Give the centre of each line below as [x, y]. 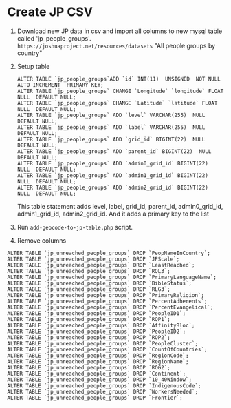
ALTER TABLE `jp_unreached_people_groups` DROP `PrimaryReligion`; [106, 295]
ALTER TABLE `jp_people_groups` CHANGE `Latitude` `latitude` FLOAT [117, 103]
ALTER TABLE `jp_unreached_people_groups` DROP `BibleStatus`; [100, 283]
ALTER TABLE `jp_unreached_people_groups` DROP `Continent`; [97, 374]
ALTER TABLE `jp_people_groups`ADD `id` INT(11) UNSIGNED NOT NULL [119, 79]
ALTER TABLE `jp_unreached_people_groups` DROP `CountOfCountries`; [107, 349]
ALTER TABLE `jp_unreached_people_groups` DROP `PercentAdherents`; [107, 301]
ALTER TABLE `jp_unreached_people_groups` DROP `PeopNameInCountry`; [109, 253]
